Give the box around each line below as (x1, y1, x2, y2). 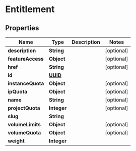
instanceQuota (8, 80, 44, 87)
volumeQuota (8, 129, 41, 136)
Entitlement (5, 4, 55, 15)
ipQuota (8, 88, 28, 95)
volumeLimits (8, 121, 41, 128)
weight (8, 137, 25, 144)
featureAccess (8, 56, 44, 62)
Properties (5, 24, 39, 32)
